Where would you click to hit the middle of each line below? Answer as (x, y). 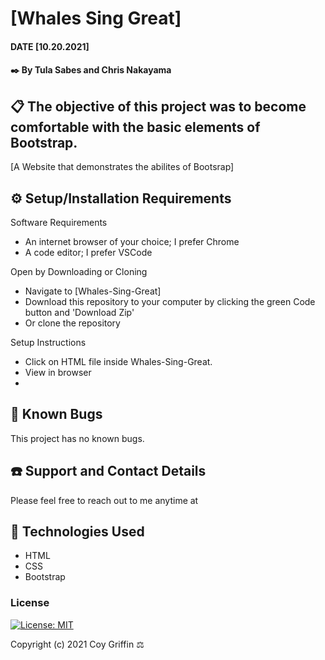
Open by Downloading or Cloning (79, 271)
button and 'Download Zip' (79, 312)
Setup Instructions (48, 342)
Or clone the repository (72, 323)
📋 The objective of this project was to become (158, 106)
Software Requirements (59, 222)
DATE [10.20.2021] (50, 46)
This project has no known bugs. (77, 438)
